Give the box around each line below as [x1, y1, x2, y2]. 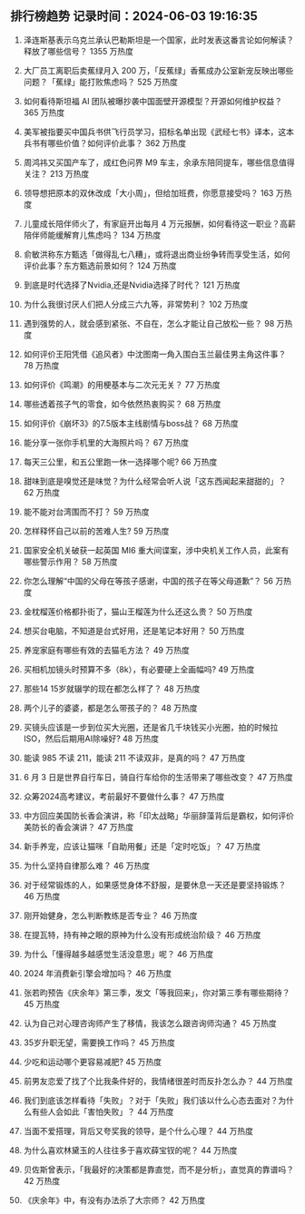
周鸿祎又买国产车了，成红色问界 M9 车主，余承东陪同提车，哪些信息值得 [23, 157, 295, 168]
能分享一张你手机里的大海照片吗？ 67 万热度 [23, 436, 190, 447]
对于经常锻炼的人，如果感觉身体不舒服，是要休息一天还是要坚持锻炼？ [23, 879, 287, 890]
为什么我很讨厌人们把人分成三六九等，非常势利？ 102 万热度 [23, 299, 249, 309]
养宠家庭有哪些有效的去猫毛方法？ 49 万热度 [23, 644, 190, 655]
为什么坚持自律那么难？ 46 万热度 [23, 860, 151, 871]
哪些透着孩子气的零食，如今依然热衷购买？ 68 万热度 [23, 398, 221, 409]
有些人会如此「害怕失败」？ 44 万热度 [31, 1106, 174, 1117]
